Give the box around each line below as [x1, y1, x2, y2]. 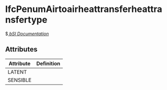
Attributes [5, 45, 37, 53]
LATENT [7, 68, 27, 75]
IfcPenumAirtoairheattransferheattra [5, 3, 162, 15]
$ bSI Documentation [5, 30, 49, 36]
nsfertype [5, 14, 47, 25]
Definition [36, 60, 60, 67]
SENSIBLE [7, 76, 31, 83]
